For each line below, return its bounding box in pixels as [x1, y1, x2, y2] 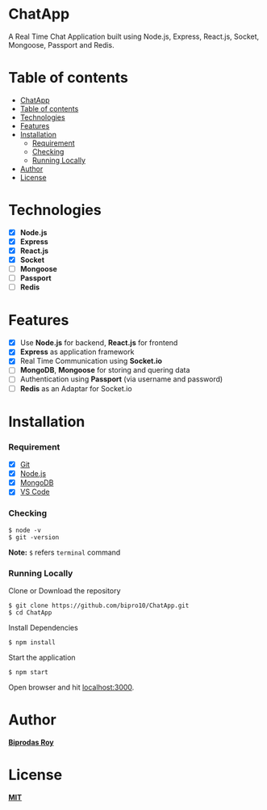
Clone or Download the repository [8, 585, 121, 595]
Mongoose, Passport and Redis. [8, 40, 115, 49]
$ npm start [8, 668, 48, 676]
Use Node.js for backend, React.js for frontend [19, 338, 178, 348]
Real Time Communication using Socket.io [19, 356, 163, 366]
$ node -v [8, 526, 42, 534]
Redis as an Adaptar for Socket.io [19, 383, 132, 393]
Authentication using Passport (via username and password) [19, 374, 223, 384]
